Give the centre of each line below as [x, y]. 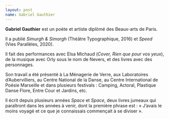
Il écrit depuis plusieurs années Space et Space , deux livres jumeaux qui [81, 100]
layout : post [19, 10]
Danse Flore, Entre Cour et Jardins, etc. [46, 90]
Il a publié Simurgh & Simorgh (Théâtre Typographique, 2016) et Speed [79, 39]
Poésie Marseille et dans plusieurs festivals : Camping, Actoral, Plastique [81, 85]
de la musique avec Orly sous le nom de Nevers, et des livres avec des [79, 59]
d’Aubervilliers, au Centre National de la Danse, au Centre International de [82, 80]
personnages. [20, 65]
